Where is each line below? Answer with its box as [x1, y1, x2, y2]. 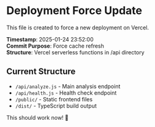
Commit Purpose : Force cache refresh [6, 42, 104, 49]
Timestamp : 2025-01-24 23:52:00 [6, 35, 94, 43]
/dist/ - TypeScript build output [15, 102, 97, 109]
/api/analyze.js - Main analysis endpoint [15, 82, 121, 90]
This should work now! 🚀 [6, 114, 69, 121]
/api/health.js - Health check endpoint [15, 89, 117, 96]
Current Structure [6, 67, 76, 77]
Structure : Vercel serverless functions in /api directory [6, 48, 145, 56]
